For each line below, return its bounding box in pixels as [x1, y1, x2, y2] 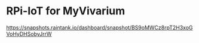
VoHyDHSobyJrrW [6, 30, 52, 37]
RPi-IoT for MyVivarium [6, 4, 125, 18]
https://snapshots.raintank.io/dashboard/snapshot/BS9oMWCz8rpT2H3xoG [6, 24, 193, 31]
